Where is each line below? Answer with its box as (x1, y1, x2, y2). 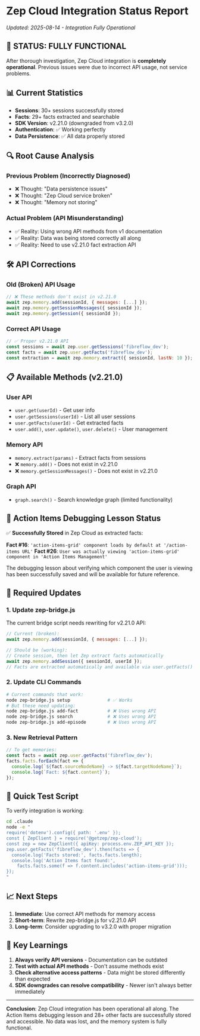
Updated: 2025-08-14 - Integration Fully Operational (6, 24, 136, 31)
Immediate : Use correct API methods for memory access (14, 910, 156, 917)
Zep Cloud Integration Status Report (6, 4, 189, 18)
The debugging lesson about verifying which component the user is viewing (6, 564, 193, 571)
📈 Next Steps (6, 891, 58, 902)
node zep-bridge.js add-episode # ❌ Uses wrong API (6, 720, 157, 725)
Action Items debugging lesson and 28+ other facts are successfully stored (6, 1011, 192, 1019)
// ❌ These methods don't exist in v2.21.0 (6, 294, 117, 300)
